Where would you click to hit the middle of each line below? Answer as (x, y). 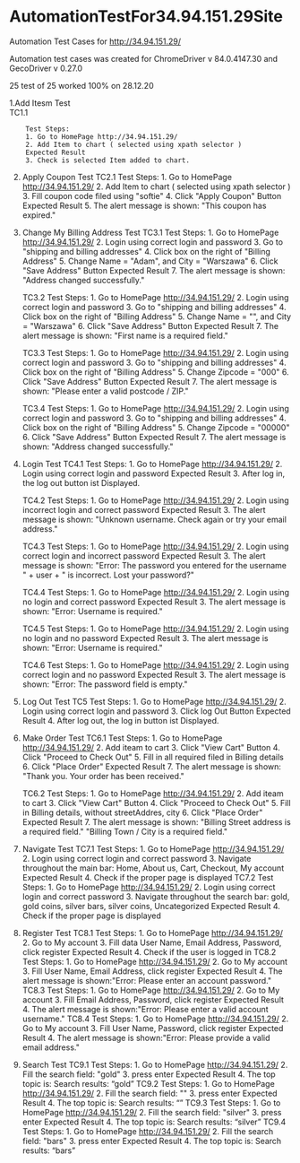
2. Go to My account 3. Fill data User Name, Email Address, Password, (152, 942)
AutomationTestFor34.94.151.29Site (146, 17)
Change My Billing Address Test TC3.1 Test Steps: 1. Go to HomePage (150, 232)
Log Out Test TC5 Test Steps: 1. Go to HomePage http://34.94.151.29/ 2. (154, 701)
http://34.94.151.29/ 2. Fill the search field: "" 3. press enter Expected (150, 1093)
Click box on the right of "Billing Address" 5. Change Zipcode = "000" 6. (155, 372)
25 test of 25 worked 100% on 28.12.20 (81, 85)
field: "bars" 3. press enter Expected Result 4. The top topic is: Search (152, 1141)
